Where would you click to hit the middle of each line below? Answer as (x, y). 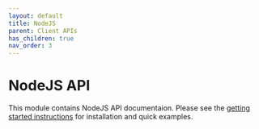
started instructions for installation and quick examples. (101, 117)
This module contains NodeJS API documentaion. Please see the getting (129, 108)
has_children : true (41, 38)
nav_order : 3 (30, 46)
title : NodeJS (32, 23)
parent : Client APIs (43, 31)
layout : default (36, 16)
